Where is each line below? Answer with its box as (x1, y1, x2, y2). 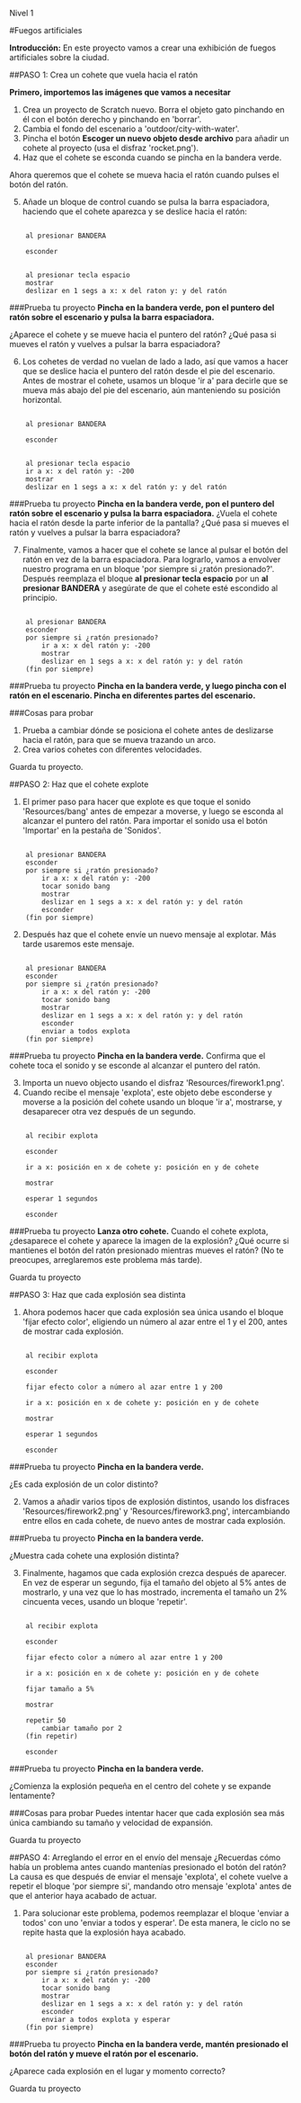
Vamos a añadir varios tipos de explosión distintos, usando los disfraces (22, 1497, 290, 1507)
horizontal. (22, 395, 63, 405)
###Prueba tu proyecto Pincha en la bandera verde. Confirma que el (9, 1051, 266, 1060)
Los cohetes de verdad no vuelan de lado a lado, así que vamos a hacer (22, 356, 289, 367)
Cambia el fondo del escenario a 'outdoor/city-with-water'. (22, 123, 240, 134)
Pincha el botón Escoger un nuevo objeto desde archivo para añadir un (22, 133, 289, 143)
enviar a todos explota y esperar (41, 2015, 171, 2024)
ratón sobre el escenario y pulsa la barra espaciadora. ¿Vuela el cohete (9, 508, 278, 518)
